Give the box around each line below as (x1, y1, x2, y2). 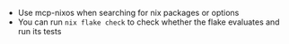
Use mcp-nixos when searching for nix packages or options (17, 8, 240, 18)
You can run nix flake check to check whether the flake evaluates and (17, 17, 280, 27)
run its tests (17, 26, 62, 36)
